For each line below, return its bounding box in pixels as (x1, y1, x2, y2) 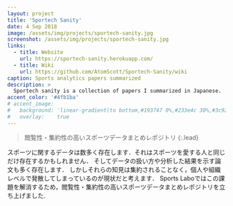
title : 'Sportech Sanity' (7, 17, 82, 24)
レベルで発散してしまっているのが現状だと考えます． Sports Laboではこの (7, 174, 219, 182)
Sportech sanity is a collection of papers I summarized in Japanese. (13, 87, 222, 94)
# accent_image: (7, 101, 54, 108)
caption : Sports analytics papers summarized (7, 74, 141, 82)
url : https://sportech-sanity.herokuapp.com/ (19, 55, 154, 62)
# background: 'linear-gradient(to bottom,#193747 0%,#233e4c (7, 107, 197, 114)
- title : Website (13, 49, 64, 56)
